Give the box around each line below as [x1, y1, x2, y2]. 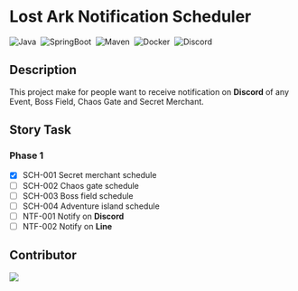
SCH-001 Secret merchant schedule [22, 170, 157, 181]
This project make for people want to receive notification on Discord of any [9, 86, 289, 97]
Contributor [9, 248, 77, 263]
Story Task [9, 122, 72, 137]
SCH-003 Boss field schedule [22, 190, 134, 201]
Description [9, 62, 77, 78]
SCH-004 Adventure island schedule [22, 201, 160, 211]
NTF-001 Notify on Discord [22, 211, 125, 221]
